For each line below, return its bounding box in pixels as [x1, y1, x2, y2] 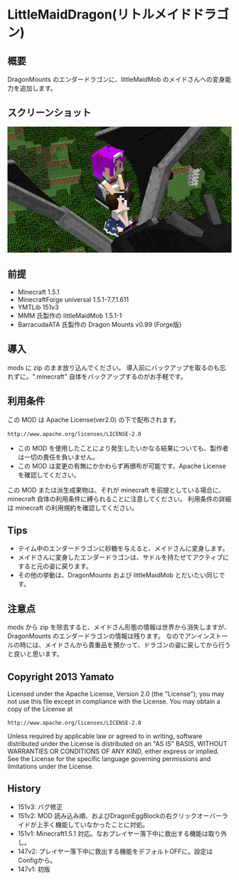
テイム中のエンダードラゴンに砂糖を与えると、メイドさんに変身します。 [17, 544, 229, 552]
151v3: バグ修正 [17, 802, 63, 811]
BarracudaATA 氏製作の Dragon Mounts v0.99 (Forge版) [17, 320, 182, 328]
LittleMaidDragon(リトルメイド [7, 6, 192, 23]
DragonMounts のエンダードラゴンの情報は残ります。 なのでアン [7, 632, 197, 641]
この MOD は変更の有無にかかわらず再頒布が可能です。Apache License [17, 461, 226, 470]
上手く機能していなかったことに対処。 [36, 820, 149, 829]
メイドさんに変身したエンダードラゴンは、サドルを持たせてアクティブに [17, 553, 230, 562]
